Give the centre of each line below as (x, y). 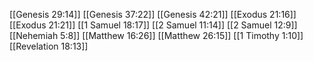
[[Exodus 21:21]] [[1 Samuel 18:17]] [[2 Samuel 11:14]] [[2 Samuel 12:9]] (153, 25)
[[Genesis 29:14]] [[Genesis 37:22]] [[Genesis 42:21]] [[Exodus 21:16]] (153, 14)
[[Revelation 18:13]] (49, 46)
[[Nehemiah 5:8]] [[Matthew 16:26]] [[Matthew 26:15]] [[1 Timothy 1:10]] (156, 35)
